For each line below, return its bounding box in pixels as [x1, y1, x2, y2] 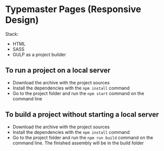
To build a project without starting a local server [5, 110, 159, 119]
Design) [5, 14, 39, 26]
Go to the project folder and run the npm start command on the [12, 90, 144, 96]
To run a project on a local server [5, 66, 111, 75]
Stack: [5, 31, 19, 37]
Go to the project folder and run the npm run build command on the [12, 134, 153, 140]
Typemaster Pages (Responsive [5, 4, 141, 15]
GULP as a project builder [12, 52, 67, 58]
